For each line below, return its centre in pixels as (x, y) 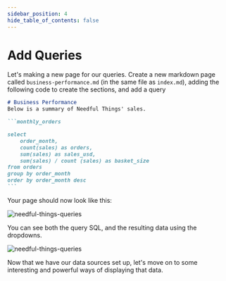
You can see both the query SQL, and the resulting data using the (102, 227)
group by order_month (39, 174)
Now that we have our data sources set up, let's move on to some (102, 262)
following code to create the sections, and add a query (87, 89)
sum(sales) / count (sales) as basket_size (85, 161)
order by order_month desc (47, 180)
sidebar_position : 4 (38, 14)
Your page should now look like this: (60, 200)
